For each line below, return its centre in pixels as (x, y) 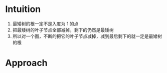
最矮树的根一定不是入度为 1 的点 (45, 23)
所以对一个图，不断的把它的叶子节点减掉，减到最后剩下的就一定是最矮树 (87, 36)
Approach (26, 63)
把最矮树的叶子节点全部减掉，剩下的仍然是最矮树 (63, 30)
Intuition (23, 9)
